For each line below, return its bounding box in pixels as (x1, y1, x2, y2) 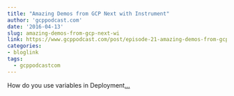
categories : (7, 42, 42, 49)
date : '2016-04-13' (7, 23, 64, 30)
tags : (7, 56, 23, 63)
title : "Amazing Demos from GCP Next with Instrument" (7, 10, 170, 17)
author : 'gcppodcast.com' (7, 17, 82, 24)
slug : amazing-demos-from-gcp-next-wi (7, 29, 120, 37)
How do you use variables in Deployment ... (7, 81, 130, 89)
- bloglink (7, 49, 39, 56)
